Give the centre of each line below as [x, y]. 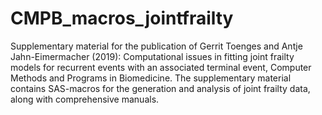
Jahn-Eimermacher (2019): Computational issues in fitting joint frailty [152, 56]
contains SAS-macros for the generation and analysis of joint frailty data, [160, 88]
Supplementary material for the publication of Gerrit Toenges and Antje [156, 46]
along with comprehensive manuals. [85, 99]
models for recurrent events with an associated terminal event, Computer [161, 67]
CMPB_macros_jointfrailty [122, 18]
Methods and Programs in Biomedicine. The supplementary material [151, 78]
